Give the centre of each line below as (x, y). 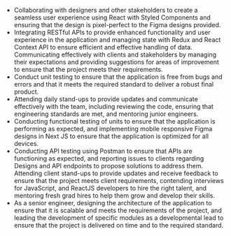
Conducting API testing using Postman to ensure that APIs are (103, 151)
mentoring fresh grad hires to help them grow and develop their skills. (114, 196)
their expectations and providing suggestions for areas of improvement (116, 62)
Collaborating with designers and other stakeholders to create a (106, 10)
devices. (26, 143)
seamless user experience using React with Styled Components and (112, 17)
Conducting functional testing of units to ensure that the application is (114, 121)
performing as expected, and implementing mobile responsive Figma (113, 129)
